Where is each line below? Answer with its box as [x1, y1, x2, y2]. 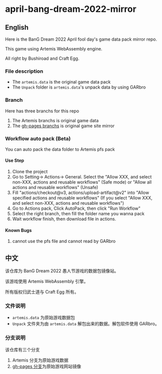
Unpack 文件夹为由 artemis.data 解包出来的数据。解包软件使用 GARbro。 [12, 321, 160, 327]
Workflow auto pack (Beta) [5, 135, 71, 142]
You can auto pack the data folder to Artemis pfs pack [5, 146, 115, 152]
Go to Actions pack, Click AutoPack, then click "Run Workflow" [12, 205, 141, 211]
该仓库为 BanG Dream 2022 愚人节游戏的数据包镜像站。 [5, 268, 119, 274]
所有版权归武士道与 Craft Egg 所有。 [5, 289, 79, 295]
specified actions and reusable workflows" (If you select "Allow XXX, [12, 195, 153, 201]
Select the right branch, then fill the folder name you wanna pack [12, 211, 145, 217]
